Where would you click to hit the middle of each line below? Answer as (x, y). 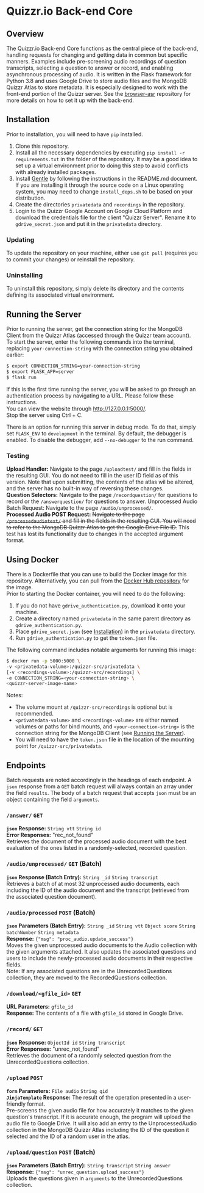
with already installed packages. (55, 172)
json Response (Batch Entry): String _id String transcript (82, 877)
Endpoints (26, 765)
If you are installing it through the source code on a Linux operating (99, 185)
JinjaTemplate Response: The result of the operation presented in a (91, 1097)
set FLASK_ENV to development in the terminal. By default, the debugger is (97, 433)
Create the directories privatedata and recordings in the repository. (100, 204)
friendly (16, 1104)
